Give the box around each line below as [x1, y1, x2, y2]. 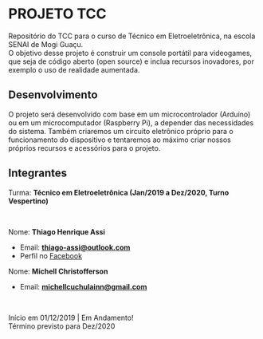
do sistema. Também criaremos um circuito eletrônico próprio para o [8, 126, 234, 136]
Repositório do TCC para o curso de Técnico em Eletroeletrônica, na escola [8, 31, 256, 41]
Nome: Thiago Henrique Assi [8, 227, 106, 236]
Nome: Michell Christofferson [8, 266, 108, 276]
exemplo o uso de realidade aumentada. [8, 65, 140, 74]
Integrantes [8, 167, 68, 180]
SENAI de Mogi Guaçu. [8, 39, 84, 49]
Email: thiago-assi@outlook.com [19, 242, 131, 252]
